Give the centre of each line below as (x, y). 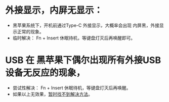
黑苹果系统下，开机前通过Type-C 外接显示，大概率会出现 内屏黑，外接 (86, 25)
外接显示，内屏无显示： (54, 10)
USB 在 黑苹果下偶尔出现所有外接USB (83, 60)
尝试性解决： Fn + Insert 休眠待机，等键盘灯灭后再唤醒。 (72, 88)
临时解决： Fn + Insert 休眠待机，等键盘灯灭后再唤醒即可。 (74, 38)
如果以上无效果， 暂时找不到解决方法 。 (52, 94)
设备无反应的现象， (45, 73)
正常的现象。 (30, 31)
